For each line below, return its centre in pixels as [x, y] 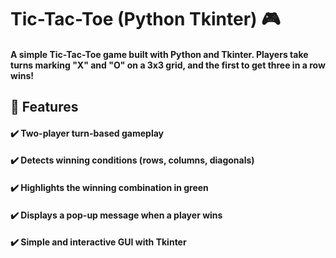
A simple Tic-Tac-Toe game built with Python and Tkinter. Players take [159, 54]
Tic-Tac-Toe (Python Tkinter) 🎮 [145, 19]
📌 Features [44, 107]
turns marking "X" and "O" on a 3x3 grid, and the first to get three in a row [168, 65]
